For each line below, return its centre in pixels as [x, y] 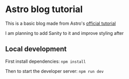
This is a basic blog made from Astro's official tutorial [60, 23]
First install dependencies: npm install [46, 61]
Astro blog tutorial [44, 9]
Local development [36, 49]
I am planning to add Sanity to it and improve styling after [64, 33]
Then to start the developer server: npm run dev [55, 71]
